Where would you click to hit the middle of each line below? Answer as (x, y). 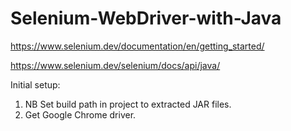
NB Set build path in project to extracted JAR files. (128, 104)
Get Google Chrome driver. (80, 114)
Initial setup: (35, 84)
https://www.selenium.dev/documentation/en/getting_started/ (137, 46)
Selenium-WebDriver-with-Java (146, 18)
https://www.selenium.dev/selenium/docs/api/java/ (115, 65)
